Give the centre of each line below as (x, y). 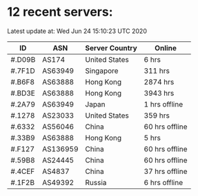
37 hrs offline (166, 171)
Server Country (111, 47)
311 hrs (157, 71)
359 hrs (157, 116)
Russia (96, 182)
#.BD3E (23, 93)
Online (166, 47)
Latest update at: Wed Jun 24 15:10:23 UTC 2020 (77, 31)
